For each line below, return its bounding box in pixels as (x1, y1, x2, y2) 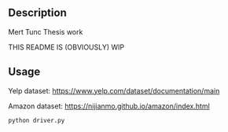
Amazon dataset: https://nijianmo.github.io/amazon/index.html (8, 101, 210, 111)
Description (8, 6, 67, 20)
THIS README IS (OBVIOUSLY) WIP (8, 42, 124, 52)
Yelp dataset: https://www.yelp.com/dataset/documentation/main (8, 86, 220, 95)
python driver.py (8, 116, 65, 124)
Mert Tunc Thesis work (8, 27, 83, 36)
